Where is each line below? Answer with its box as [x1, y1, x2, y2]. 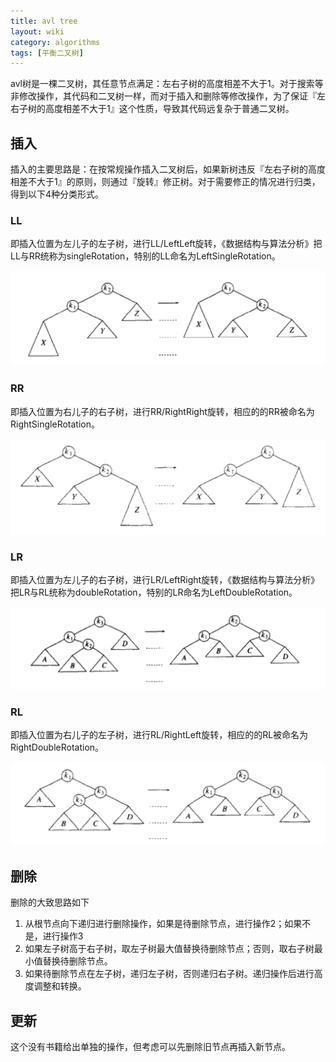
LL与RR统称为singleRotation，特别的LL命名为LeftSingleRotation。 [10, 250, 281, 262]
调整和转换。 [33, 980, 87, 992]
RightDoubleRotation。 [10, 741, 105, 754]
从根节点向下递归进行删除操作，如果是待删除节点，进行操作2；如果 [24, 918, 303, 930]
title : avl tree [10, 16, 78, 26]
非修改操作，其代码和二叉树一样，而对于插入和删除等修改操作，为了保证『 [10, 90, 317, 102]
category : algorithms [10, 37, 101, 47]
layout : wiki [10, 26, 65, 37]
